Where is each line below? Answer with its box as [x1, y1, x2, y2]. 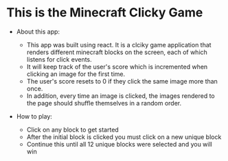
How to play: [16, 112, 53, 121]
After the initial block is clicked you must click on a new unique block [26, 132, 222, 141]
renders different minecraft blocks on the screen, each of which [26, 48, 207, 56]
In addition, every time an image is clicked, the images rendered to [26, 91, 215, 100]
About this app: [16, 27, 60, 36]
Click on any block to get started [26, 125, 119, 134]
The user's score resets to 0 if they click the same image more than [26, 77, 218, 85]
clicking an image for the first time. [26, 70, 126, 78]
